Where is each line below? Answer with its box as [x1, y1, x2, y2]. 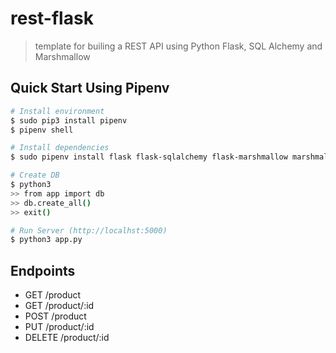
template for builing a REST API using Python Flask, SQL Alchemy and [34, 40, 323, 52]
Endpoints [10, 262, 76, 279]
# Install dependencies [10, 143, 110, 153]
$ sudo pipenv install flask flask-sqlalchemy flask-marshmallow [10, 152, 288, 162]
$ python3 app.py [10, 235, 83, 245]
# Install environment [10, 106, 105, 116]
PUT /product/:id [24, 321, 95, 333]
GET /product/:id [24, 300, 95, 312]
